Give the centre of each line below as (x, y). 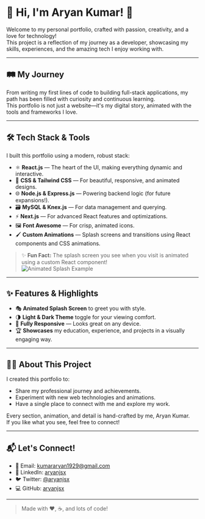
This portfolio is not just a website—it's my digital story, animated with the (99, 105)
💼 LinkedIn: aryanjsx (41, 472)
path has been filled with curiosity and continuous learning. (81, 99)
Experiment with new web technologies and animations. (85, 397)
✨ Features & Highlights (52, 293)
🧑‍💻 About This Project (49, 364)
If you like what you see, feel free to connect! (63, 422)
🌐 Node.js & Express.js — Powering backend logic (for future (93, 193)
